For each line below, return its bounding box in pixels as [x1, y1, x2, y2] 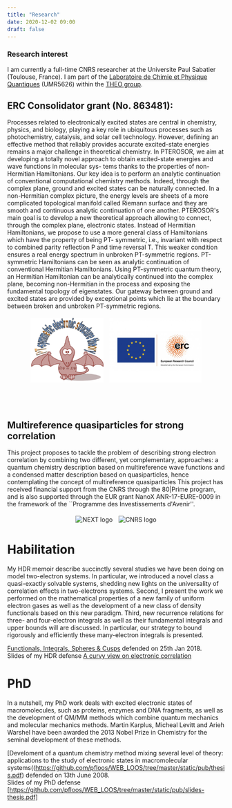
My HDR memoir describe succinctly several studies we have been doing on [7, 564, 224, 573]
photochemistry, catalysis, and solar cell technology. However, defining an [7, 133, 219, 141]
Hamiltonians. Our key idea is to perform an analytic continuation [36, 169, 221, 178]
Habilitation [7, 542, 75, 558]
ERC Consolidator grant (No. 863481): [7, 100, 174, 112]
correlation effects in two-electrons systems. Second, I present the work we [7, 587, 224, 595]
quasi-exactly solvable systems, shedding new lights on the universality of [7, 580, 219, 588]
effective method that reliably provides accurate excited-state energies [7, 140, 209, 149]
